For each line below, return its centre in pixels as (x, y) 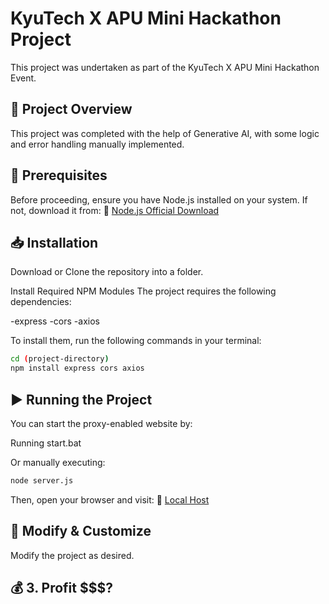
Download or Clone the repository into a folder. (107, 272)
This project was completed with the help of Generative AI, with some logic (165, 133)
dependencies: (41, 302)
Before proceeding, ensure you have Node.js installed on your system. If (159, 199)
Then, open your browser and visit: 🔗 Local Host (110, 499)
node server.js (42, 480)
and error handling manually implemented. (97, 144)
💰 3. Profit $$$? (61, 588)
